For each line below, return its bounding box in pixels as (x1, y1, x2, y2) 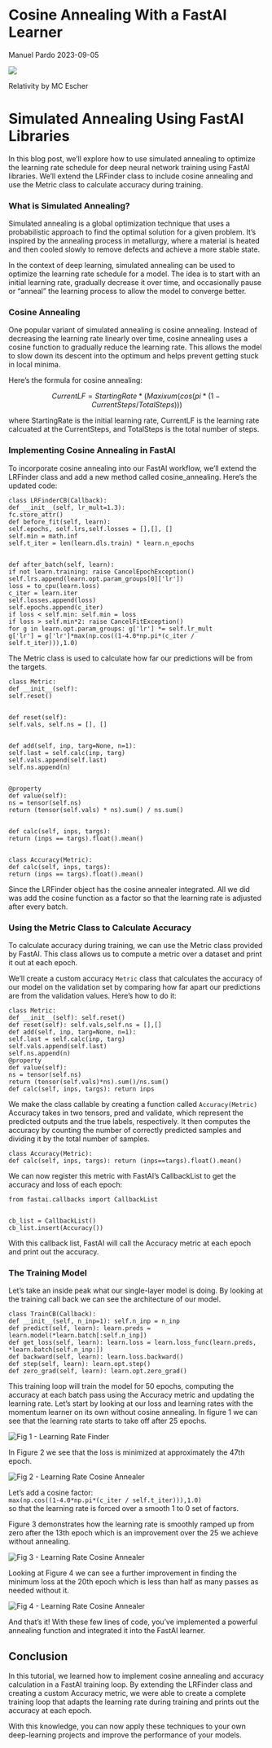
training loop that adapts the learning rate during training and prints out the (8, 1697, 260, 1707)
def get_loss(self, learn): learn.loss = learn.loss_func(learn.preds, (8, 1338, 257, 1347)
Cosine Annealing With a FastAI (8, 6, 227, 24)
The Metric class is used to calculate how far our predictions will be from (8, 653, 253, 663)
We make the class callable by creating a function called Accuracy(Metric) (8, 1100, 258, 1109)
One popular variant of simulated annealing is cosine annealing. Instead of (8, 325, 258, 335)
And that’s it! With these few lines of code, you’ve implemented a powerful (8, 1617, 258, 1627)
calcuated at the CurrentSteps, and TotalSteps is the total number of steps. (8, 424, 260, 434)
